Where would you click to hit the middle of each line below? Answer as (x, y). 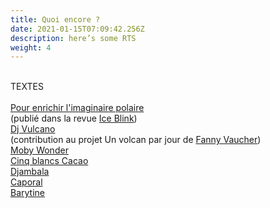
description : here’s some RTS (73, 38)
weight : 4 (31, 47)
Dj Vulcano (33, 129)
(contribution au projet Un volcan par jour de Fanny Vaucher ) (136, 140)
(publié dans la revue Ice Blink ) (74, 118)
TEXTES (27, 87)
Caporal (26, 182)
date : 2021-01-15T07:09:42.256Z (77, 29)
